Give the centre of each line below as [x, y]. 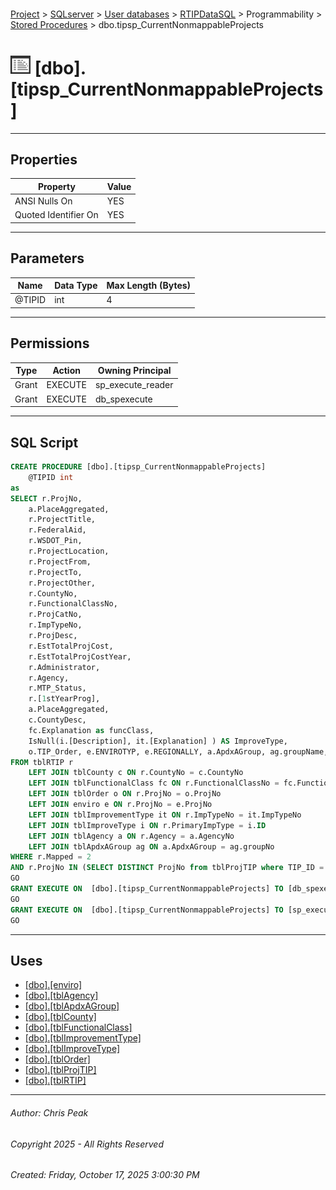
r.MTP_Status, [57, 688]
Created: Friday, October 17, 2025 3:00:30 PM [105, 1175]
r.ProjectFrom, [60, 561]
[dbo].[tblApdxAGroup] [72, 1006]
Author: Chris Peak [49, 1112]
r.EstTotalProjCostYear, [80, 656]
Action [66, 371]
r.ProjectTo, [55, 572]
